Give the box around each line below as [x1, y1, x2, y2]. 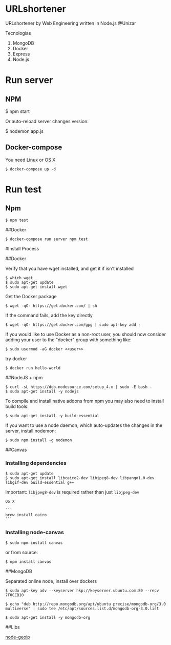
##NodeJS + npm [5, 374, 43, 380]
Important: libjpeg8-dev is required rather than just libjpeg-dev [5, 489, 140, 495]
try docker [5, 355, 27, 362]
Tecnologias [5, 30, 31, 36]
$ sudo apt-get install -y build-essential [5, 413, 100, 418]
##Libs [5, 624, 20, 630]
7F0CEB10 [5, 593, 24, 598]
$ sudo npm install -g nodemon [5, 437, 72, 443]
